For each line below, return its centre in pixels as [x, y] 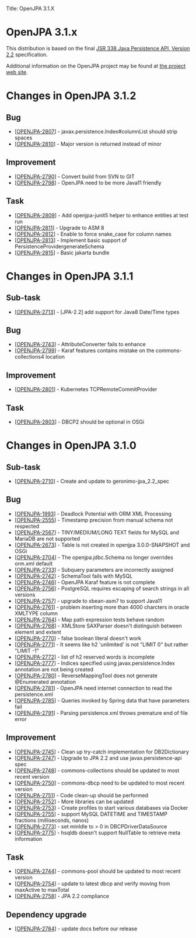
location [55, 357]
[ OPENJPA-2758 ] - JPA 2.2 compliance [62, 896]
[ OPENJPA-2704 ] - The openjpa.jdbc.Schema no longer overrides [94, 557]
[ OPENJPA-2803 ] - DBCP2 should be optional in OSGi [79, 422]
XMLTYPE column [36, 613]
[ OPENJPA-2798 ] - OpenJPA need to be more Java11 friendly [88, 183]
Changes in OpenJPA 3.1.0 [71, 446]
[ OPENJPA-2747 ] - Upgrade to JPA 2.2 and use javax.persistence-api [98, 758]
